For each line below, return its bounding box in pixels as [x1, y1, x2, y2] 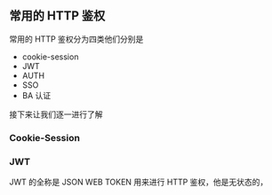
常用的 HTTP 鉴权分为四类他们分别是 [9, 34, 144, 44]
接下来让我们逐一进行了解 [9, 109, 103, 120]
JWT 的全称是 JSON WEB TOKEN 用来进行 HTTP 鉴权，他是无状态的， [9, 176, 268, 188]
